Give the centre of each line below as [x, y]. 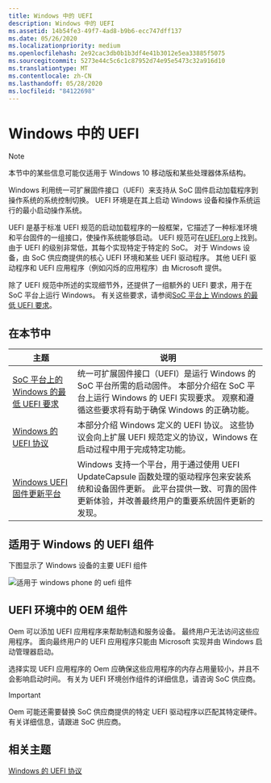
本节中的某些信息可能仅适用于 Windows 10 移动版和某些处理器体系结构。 [129, 173]
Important [25, 695]
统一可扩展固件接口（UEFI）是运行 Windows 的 [167, 374]
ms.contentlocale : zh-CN [50, 76]
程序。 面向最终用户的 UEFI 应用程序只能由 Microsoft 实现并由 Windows [134, 641]
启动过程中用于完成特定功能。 [134, 449]
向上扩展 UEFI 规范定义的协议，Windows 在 [175, 437]
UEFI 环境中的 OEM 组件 [68, 610]
